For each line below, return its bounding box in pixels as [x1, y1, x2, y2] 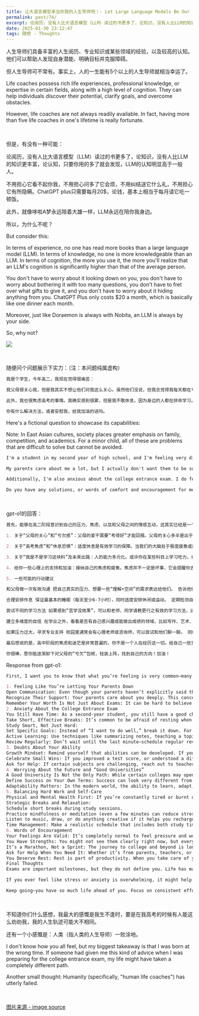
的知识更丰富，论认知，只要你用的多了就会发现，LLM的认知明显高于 [6, 161, 173, 168]
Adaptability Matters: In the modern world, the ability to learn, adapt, [6, 783, 195, 789]
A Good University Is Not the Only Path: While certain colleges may [6, 772, 182, 778]
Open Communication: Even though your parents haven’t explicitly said [6, 689, 187, 695]
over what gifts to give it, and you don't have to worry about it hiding [6, 287, 173, 294]
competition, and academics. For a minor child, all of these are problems [6, 437, 182, 444]
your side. [6, 318, 31, 325]
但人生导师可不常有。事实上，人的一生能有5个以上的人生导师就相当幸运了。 [6, 68, 191, 75]
